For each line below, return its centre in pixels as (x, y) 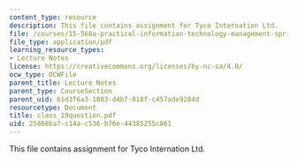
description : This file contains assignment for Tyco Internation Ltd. (144, 26)
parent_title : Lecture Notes (63, 83)
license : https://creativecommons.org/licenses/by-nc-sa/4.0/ (126, 67)
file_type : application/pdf (61, 42)
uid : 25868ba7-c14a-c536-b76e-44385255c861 (91, 124)
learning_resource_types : (57, 50)
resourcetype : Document (53, 107)
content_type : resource (53, 17)
